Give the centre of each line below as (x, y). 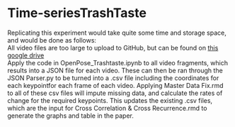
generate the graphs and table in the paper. (71, 116)
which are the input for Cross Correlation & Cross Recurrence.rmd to (107, 108)
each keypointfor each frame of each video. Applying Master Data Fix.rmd (116, 85)
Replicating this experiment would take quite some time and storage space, (117, 33)
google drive (26, 55)
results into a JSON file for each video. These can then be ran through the (115, 70)
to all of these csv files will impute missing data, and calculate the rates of (115, 93)
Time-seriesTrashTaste (77, 13)
